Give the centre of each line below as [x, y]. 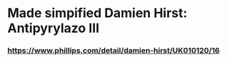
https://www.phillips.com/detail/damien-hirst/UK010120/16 [113, 51]
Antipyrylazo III [54, 28]
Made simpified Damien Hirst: [97, 13]
